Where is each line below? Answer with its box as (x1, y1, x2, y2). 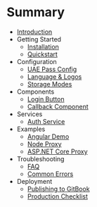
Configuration (16, 57, 57, 65)
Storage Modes (27, 80, 72, 88)
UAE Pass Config (27, 65, 77, 73)
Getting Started (16, 34, 61, 43)
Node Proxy (27, 139, 62, 148)
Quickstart (27, 50, 58, 58)
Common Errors (27, 170, 74, 178)
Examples (16, 125, 46, 133)
